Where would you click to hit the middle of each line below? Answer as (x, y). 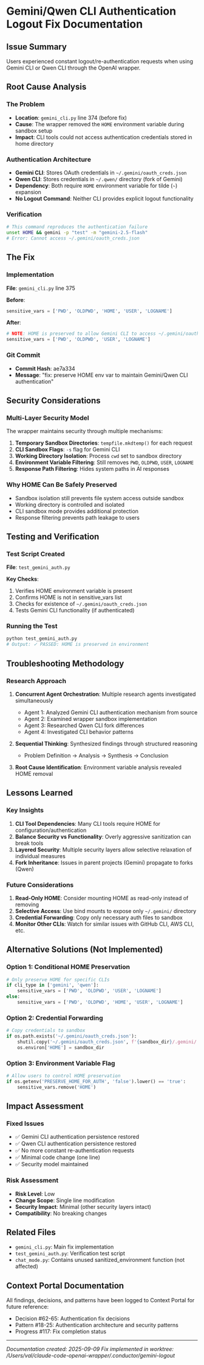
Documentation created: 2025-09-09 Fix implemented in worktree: (90, 1349)
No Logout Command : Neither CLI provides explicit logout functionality (104, 198)
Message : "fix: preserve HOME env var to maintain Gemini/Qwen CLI (101, 375)
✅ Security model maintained (52, 1164)
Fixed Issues (25, 1123)
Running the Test (32, 626)
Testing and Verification (53, 536)
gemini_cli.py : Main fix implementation (64, 1247)
